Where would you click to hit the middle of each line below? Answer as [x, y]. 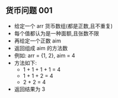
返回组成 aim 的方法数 [41, 48]
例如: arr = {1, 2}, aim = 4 [44, 55]
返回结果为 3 [30, 89]
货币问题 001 [29, 11]
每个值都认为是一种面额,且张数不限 [56, 33]
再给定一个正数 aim [38, 41]
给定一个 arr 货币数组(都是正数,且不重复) [63, 26]
